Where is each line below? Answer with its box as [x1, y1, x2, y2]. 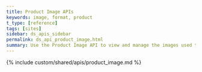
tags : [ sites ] [6, 25, 42, 32]
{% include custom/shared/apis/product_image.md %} [6, 58, 142, 66]
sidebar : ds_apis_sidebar [6, 31, 71, 37]
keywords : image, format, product [6, 14, 93, 20]
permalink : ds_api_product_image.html [6, 37, 103, 43]
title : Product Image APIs [6, 8, 74, 15]
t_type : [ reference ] [6, 20, 58, 26]
